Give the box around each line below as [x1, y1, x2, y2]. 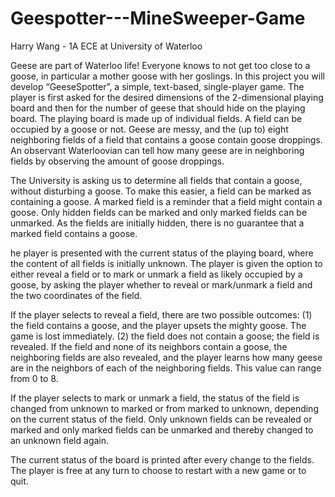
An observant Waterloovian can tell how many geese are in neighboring [10, 144, 305, 156]
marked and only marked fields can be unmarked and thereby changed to [10, 423, 314, 436]
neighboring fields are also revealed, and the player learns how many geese [10, 351, 323, 363]
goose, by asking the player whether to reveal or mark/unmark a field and [10, 278, 313, 291]
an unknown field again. [10, 434, 110, 446]
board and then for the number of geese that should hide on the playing [10, 102, 306, 114]
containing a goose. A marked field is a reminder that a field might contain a [10, 195, 323, 207]
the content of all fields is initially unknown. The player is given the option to [10, 257, 323, 269]
